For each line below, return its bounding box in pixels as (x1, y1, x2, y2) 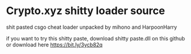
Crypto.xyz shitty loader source (6, 4, 166, 18)
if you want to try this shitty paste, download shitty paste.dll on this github (6, 35, 185, 42)
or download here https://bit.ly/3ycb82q (6, 41, 103, 48)
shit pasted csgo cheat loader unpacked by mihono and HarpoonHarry (6, 23, 177, 31)
